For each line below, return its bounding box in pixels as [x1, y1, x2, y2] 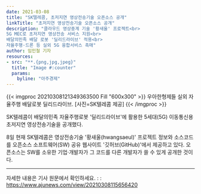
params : [11, 70, 31, 76]
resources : [6, 53, 33, 59]
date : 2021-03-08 [6, 8, 50, 15]
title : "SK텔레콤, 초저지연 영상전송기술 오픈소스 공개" [6, 14, 127, 20]
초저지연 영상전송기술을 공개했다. [6, 121, 84, 128]
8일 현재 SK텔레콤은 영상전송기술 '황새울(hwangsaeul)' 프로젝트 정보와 [6, 133, 173, 141]
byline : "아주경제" [17, 76, 61, 82]
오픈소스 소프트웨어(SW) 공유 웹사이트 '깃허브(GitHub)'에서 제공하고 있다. [12, 141, 185, 148]
